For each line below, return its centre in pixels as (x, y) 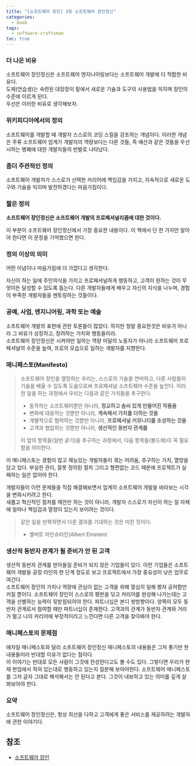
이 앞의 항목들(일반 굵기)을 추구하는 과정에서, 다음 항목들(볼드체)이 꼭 (99, 440)
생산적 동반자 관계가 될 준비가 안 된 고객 (58, 551)
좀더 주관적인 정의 (30, 166)
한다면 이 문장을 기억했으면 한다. (49, 238)
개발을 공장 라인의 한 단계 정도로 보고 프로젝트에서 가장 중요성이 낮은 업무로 (103, 572)
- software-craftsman (38, 34)
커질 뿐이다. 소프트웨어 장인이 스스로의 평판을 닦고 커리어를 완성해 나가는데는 (94, 594)
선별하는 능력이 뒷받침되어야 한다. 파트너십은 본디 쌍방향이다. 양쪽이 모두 (99, 602)
